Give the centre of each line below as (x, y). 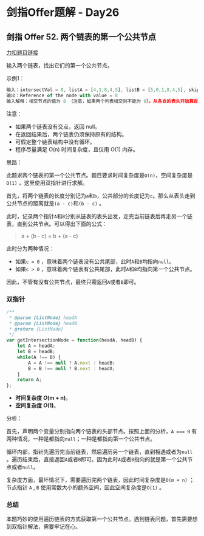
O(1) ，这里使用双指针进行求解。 (47, 182)
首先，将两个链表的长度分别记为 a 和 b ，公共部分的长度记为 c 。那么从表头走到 (101, 196)
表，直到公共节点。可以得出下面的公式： (57, 224)
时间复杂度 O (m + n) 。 (43, 398)
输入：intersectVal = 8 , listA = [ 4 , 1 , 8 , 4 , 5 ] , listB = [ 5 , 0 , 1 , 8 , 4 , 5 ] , (96, 90)
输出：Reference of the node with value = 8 (62, 95)
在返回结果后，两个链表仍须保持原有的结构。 (71, 134)
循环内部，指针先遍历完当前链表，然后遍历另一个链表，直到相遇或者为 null (100, 452)
